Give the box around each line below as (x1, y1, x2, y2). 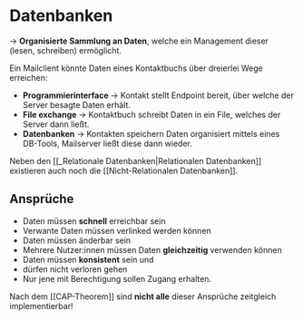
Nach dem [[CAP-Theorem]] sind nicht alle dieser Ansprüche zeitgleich (9, 291, 277, 302)
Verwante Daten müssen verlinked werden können (22, 225, 211, 236)
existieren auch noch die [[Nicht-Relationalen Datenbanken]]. (9, 165, 239, 176)
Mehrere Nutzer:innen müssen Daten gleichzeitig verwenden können (22, 244, 283, 255)
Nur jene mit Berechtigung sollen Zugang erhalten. (22, 273, 211, 284)
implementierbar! (9, 300, 73, 311)
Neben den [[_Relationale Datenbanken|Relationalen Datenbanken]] (9, 155, 262, 166)
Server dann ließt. (22, 119, 90, 130)
